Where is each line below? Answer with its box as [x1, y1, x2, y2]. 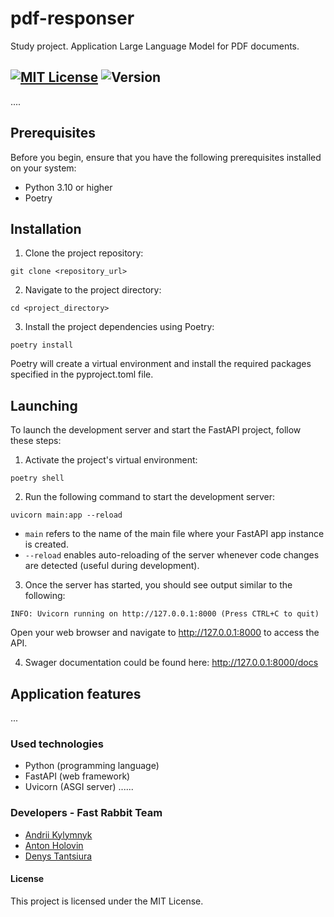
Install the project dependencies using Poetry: [24, 321, 215, 333]
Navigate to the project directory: [24, 284, 162, 296]
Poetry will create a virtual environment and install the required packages [10, 358, 312, 370]
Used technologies [10, 737, 104, 751]
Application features [10, 685, 142, 702]
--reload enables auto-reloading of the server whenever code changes [24, 549, 320, 561]
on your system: [10, 162, 77, 174]
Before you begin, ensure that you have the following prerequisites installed [10, 151, 322, 163]
